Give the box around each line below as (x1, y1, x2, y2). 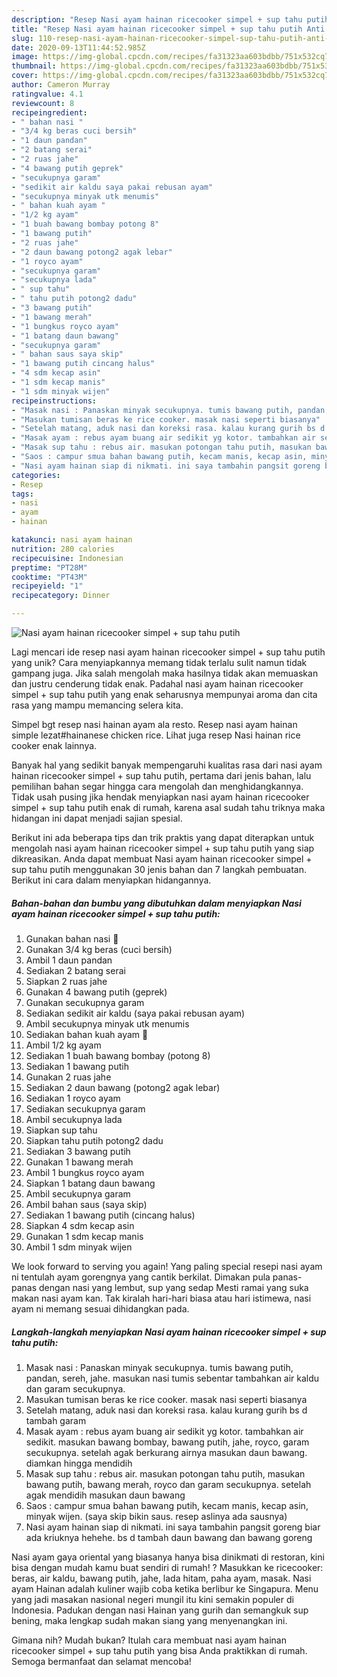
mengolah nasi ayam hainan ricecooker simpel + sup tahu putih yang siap (11, 842, 315, 854)
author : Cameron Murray (11, 80, 111, 90)
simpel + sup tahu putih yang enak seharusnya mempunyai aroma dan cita (11, 689, 318, 700)
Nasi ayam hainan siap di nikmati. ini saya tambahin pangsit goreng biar (25, 1521, 321, 1533)
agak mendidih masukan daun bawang (25, 1489, 186, 1501)
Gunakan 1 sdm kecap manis (25, 1230, 144, 1242)
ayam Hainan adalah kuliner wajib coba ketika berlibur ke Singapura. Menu (11, 1582, 319, 1595)
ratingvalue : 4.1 (11, 89, 84, 99)
